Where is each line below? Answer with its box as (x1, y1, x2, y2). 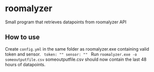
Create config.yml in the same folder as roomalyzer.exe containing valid (5, 46, 150, 52)
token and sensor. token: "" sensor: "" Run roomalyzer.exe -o (5, 51, 137, 57)
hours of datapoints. (5, 61, 46, 67)
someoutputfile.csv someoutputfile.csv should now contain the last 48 (5, 56, 147, 62)
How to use (5, 33, 40, 41)
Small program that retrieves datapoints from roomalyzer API (5, 19, 127, 25)
